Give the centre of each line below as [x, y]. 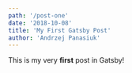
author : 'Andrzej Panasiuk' [55, 38]
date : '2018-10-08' [40, 23]
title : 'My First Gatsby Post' [60, 30]
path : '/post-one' [38, 15]
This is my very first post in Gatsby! [66, 60]
